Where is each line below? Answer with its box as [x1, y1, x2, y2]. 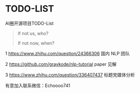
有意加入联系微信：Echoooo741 [5, 82, 71, 88]
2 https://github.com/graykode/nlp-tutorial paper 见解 [5, 61, 117, 67]
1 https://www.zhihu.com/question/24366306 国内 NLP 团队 [5, 50, 130, 56]
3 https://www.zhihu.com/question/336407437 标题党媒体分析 [5, 71, 135, 78]
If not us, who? [17, 30, 49, 36]
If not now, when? [17, 40, 54, 46]
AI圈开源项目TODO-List [5, 20, 54, 26]
